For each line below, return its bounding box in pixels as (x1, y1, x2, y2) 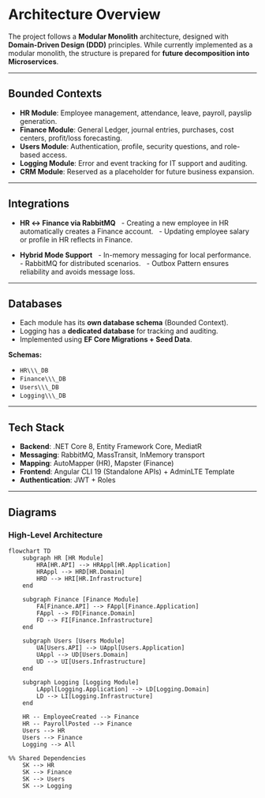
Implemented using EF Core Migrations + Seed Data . (19, 335, 192, 344)
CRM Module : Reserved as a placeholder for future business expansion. (19, 167, 255, 176)
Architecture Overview (8, 6, 161, 24)
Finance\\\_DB (19, 375, 66, 384)
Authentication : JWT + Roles (19, 475, 116, 485)
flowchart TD (8, 547, 51, 555)
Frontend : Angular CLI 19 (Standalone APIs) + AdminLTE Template (19, 467, 235, 477)
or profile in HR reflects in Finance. (19, 234, 132, 244)
